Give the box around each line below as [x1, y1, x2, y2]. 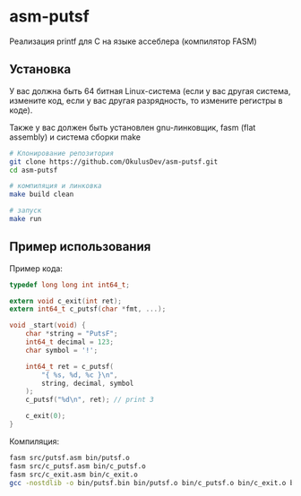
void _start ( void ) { [9, 321, 87, 330]
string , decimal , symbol [41, 379, 134, 388]
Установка [9, 62, 72, 77]
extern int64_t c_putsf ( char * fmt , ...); [9, 304, 167, 314]
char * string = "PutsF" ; [25, 329, 118, 338]
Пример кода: [9, 262, 63, 274]
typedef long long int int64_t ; [9, 280, 130, 289]
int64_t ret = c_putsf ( [25, 362, 115, 371]
